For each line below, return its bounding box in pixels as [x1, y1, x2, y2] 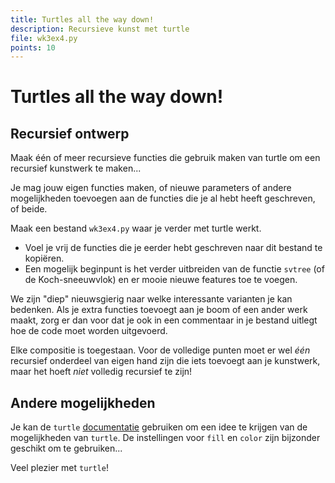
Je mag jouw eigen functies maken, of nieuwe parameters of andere [10, 182, 292, 194]
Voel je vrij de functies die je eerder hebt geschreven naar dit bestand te [24, 242, 323, 254]
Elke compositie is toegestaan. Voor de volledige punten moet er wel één [10, 344, 311, 356]
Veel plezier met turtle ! [10, 462, 109, 474]
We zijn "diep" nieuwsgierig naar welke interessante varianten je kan [10, 293, 293, 305]
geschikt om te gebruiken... [10, 442, 123, 455]
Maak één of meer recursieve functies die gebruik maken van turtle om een [10, 152, 321, 164]
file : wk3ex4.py [10, 33, 78, 43]
